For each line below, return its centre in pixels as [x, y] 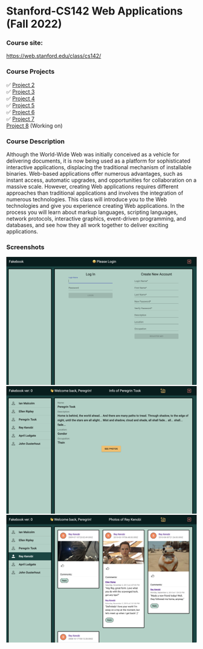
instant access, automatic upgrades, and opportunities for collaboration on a [101, 180]
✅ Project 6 [21, 112]
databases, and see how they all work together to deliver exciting [87, 225]
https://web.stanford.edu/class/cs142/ [54, 56]
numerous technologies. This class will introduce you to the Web [87, 199]
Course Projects [31, 72]
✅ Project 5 [21, 105]
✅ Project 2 [21, 85]
